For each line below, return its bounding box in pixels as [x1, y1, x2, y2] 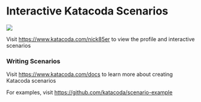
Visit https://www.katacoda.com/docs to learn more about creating [6, 71, 173, 78]
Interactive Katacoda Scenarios [6, 4, 168, 18]
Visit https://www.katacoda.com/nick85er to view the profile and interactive [6, 35, 195, 43]
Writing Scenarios [6, 57, 61, 65]
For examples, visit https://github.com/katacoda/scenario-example [6, 89, 173, 96]
